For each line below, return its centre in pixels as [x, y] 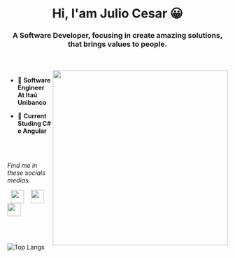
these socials [26, 173]
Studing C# [34, 124]
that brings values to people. [117, 44]
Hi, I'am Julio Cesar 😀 [117, 14]
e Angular [32, 131]
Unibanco [32, 103]
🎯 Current [32, 116]
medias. [19, 180]
